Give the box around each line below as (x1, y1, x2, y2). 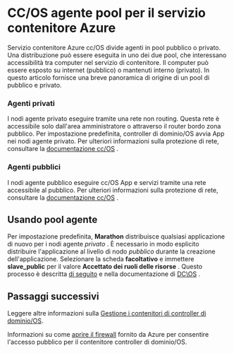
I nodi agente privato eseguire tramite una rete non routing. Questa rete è (7, 114, 220, 123)
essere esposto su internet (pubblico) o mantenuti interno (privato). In (7, 66, 210, 74)
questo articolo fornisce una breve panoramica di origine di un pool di (7, 73, 210, 82)
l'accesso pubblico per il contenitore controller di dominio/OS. (7, 337, 187, 347)
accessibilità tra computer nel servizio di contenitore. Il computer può (7, 58, 209, 66)
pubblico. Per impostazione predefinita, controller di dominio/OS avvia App (7, 129, 225, 138)
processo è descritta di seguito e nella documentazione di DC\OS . (7, 270, 201, 278)
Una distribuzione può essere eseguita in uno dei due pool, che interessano (7, 51, 227, 59)
